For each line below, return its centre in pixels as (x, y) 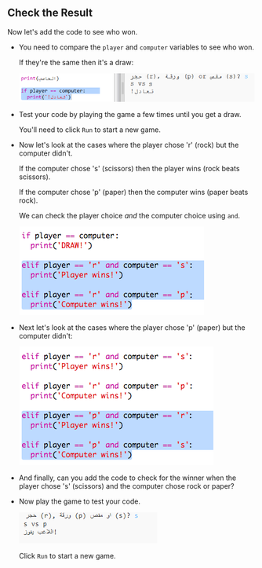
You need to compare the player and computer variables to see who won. (136, 47)
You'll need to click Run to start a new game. (90, 130)
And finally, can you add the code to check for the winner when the (127, 478)
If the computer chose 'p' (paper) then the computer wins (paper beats (133, 192)
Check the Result (50, 13)
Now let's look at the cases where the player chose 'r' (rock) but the (129, 145)
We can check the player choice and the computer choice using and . (129, 216)
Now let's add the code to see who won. (73, 31)
